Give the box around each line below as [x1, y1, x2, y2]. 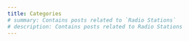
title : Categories [7, 10, 62, 17]
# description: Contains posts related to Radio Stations [7, 23, 183, 30]
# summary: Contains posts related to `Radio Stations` [7, 17, 176, 24]
